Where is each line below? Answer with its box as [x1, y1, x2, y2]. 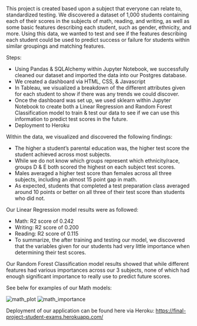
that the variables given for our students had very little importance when [14, 243, 190, 249]
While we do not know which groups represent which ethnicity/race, [14, 157, 181, 164]
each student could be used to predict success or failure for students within [6, 37, 190, 43]
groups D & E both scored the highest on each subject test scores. [14, 163, 176, 170]
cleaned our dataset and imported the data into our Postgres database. [14, 72, 187, 78]
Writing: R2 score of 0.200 [14, 224, 79, 230]
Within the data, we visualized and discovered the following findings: [6, 133, 172, 140]
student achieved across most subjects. [14, 151, 112, 158]
